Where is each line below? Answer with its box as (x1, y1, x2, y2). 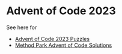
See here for (6, 24, 37, 31)
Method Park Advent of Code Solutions (14, 42, 112, 49)
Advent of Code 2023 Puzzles (14, 35, 90, 42)
